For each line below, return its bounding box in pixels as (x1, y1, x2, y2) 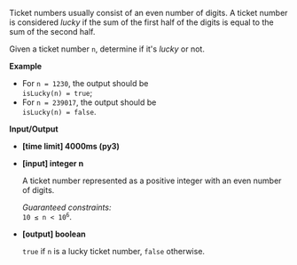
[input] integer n (21, 158, 84, 168)
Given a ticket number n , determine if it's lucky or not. (9, 44, 206, 54)
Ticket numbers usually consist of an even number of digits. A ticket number (9, 8, 288, 18)
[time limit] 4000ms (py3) (21, 141, 120, 151)
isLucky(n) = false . (21, 107, 97, 116)
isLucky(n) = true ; (21, 88, 93, 98)
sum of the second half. (9, 27, 96, 36)
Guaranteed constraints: (21, 202, 112, 213)
